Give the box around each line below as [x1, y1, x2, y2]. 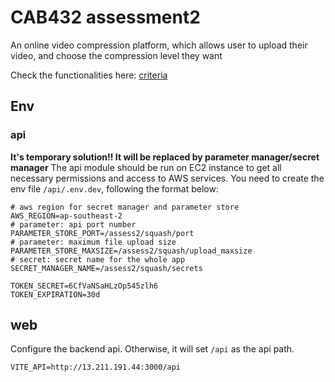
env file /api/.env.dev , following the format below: [10, 182, 219, 195]
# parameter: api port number [10, 219, 137, 230]
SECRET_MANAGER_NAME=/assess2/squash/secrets [10, 263, 203, 273]
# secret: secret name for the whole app [10, 254, 186, 265]
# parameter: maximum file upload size [10, 237, 177, 247]
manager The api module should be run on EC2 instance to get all [10, 161, 282, 173]
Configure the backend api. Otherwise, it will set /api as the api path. [10, 343, 295, 355]
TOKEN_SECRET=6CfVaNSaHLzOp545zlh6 [10, 281, 159, 291]
